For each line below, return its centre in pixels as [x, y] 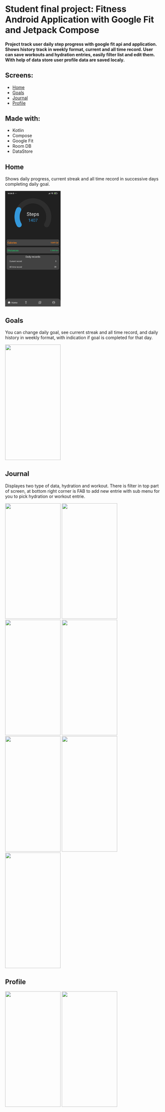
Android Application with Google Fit [80, 20]
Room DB [22, 146]
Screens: [19, 75]
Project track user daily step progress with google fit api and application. [81, 44]
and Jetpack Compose [52, 30]
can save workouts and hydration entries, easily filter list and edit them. [80, 54]
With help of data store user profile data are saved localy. [65, 60]
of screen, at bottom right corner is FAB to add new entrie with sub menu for [82, 491]
